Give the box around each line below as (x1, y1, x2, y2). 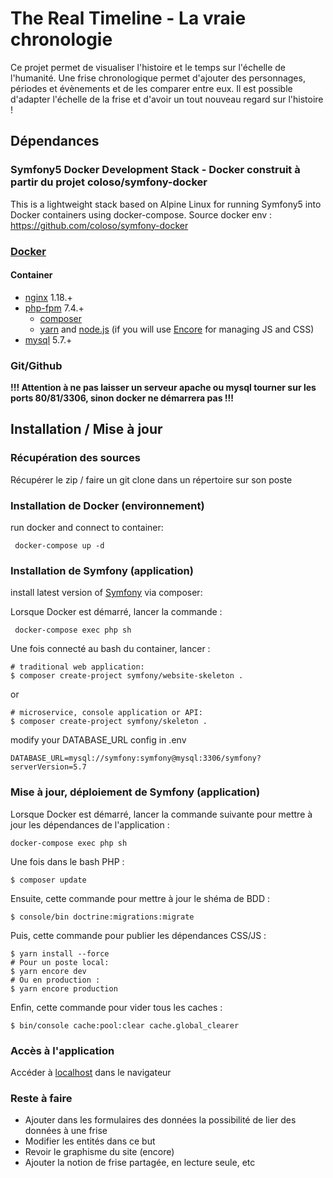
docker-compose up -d (14, 541, 105, 551)
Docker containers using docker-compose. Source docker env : (10, 208, 273, 221)
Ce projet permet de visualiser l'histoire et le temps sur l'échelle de (10, 61, 286, 73)
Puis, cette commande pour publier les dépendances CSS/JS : (10, 929, 267, 941)
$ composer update (10, 875, 87, 885)
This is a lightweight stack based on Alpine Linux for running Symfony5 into (10, 198, 322, 210)
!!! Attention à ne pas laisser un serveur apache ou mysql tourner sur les (10, 382, 317, 394)
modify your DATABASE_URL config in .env (10, 734, 187, 746)
